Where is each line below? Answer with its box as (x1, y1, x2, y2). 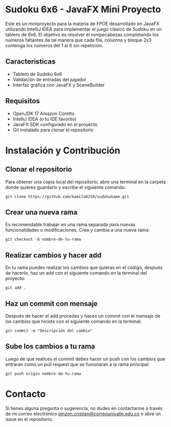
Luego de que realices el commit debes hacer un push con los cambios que (5, 356, 165, 362)
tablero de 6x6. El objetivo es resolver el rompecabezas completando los (5, 31, 159, 37)
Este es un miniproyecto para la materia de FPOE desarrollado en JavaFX (5, 21, 160, 27)
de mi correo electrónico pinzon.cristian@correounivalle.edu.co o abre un (5, 411, 161, 417)
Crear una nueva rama (5, 208, 78, 217)
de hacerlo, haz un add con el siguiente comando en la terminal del (5, 270, 147, 276)
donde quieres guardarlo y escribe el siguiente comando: (5, 184, 126, 190)
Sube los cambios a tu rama (5, 342, 96, 351)
